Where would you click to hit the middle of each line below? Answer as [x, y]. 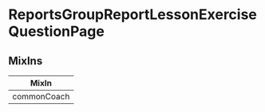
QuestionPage [57, 31]
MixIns [26, 61]
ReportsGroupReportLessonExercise [133, 15]
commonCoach [41, 97]
